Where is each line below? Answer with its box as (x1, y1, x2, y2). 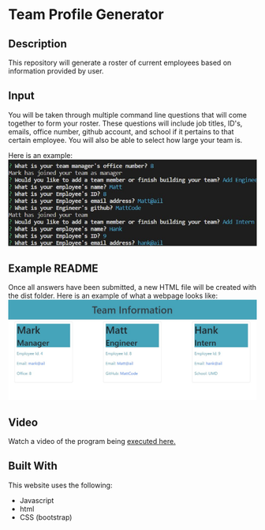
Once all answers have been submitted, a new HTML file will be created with (8, 282, 257, 291)
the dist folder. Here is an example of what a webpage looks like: (8, 291, 218, 300)
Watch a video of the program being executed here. (8, 437, 176, 446)
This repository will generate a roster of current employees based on (8, 58, 232, 67)
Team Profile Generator (8, 6, 164, 24)
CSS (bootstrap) (19, 512, 73, 522)
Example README (8, 261, 99, 275)
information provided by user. (8, 66, 104, 76)
